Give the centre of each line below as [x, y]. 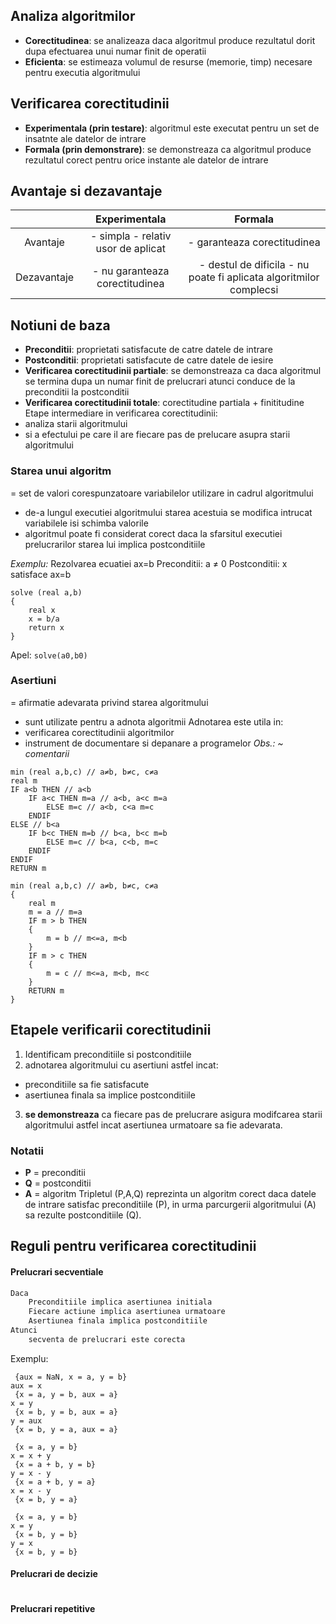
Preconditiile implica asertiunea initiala [120, 1302]
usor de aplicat [130, 249]
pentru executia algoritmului [82, 72]
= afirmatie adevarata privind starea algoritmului [109, 702]
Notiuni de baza [60, 325]
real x [42, 610]
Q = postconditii [58, 1183]
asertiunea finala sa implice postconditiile [110, 1095]
